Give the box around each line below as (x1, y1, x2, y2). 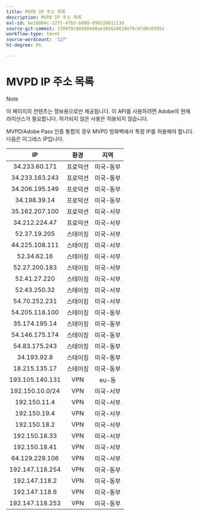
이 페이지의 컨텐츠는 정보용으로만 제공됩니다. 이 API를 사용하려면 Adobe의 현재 (6, 107, 190, 114)
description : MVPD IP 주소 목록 (6, 14, 82, 20)
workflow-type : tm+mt (6, 31, 60, 37)
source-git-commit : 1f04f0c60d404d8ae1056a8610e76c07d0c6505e (6, 25, 165, 32)
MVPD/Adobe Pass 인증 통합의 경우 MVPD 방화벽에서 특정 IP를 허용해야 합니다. (6, 128, 195, 135)
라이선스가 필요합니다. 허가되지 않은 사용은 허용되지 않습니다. (6, 115, 149, 122)
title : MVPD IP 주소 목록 (6, 8, 66, 15)
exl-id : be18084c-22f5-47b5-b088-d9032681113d (6, 20, 125, 26)
